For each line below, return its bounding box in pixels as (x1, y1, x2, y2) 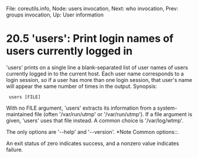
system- (157, 104, 177, 111)
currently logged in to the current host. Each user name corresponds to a (6, 70, 184, 77)
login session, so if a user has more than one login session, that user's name (6, 76, 193, 83)
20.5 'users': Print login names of (6, 32, 174, 45)
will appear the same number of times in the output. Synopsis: (6, 83, 158, 90)
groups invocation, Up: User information (6, 11, 104, 18)
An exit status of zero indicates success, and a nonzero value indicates (6, 140, 179, 147)
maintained (6, 110, 34, 117)
